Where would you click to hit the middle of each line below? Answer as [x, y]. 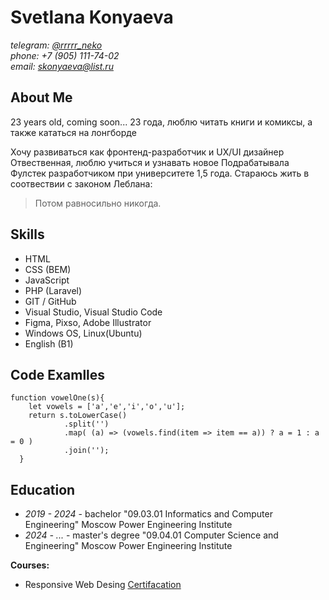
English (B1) [49, 343]
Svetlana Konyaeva [92, 17]
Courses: [30, 565]
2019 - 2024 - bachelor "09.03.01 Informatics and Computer [148, 514]
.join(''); [86, 451]
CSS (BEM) [48, 269]
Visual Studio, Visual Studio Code [93, 312]
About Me [41, 97]
